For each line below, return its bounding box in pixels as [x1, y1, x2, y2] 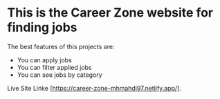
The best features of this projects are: [7, 42, 115, 51]
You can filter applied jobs [17, 63, 92, 71]
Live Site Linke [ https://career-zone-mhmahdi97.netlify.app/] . [7, 84, 181, 92]
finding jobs [7, 19, 77, 35]
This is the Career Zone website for [7, 5, 213, 21]
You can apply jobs [17, 55, 73, 64]
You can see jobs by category [17, 71, 102, 79]
